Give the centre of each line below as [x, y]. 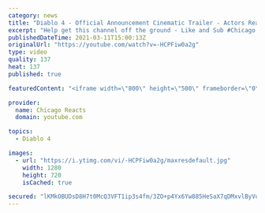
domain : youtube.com [49, 118]
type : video [28, 52]
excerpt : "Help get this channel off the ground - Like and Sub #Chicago [132, 30]
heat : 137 [24, 67]
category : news [33, 15]
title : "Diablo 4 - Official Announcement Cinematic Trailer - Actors [127, 23]
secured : [22, 197]
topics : [21, 132]
